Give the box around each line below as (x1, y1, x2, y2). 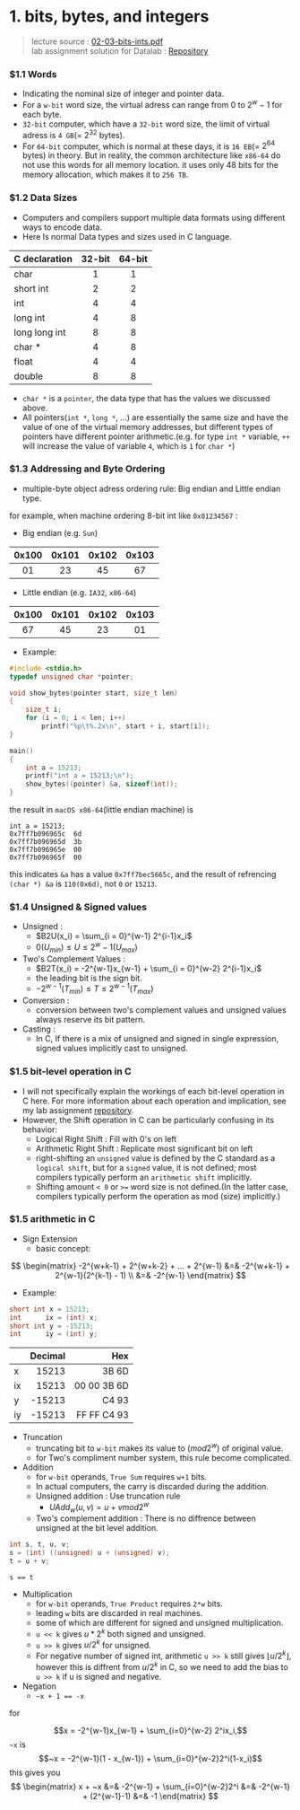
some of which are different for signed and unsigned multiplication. (35, 1618, 284, 1629)
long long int (13, 326, 66, 338)
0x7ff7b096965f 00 (9, 853, 82, 863)
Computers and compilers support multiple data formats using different (21, 212, 286, 223)
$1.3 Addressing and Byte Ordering (9, 462, 166, 475)
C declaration (13, 252, 73, 265)
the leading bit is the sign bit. (35, 972, 143, 983)
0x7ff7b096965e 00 (9, 846, 82, 855)
